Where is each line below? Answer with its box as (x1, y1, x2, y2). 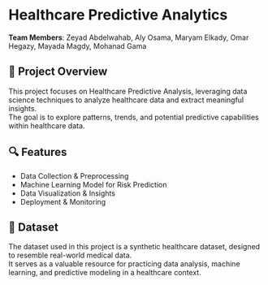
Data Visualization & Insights (19, 188, 116, 198)
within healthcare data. (8, 120, 85, 131)
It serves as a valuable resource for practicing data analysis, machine (8, 259, 241, 269)
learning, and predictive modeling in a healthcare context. (8, 268, 201, 278)
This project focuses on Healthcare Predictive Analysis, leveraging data (8, 86, 248, 96)
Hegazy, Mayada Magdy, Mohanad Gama (8, 41, 147, 50)
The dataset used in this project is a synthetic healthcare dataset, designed (8, 242, 261, 252)
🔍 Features (8, 145, 67, 159)
